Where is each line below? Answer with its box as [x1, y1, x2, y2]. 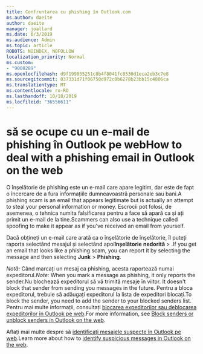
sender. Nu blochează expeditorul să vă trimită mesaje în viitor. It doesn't [6, 278, 186, 285]
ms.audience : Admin [6, 37, 56, 43]
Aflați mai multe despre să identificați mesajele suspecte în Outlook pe [6, 328, 181, 335]
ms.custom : [6, 59, 34, 65]
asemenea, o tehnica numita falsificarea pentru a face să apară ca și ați [6, 209, 184, 217]
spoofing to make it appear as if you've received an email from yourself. [6, 222, 185, 229]
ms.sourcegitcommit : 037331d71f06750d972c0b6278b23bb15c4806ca [6, 76, 169, 82]
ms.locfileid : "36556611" [6, 99, 71, 105]
